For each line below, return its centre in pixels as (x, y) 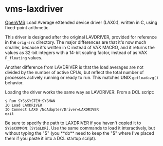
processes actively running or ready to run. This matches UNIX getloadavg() (82, 77)
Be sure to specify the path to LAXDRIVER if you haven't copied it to (73, 123)
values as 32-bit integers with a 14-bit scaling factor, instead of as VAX (76, 53)
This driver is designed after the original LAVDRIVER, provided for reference (81, 37)
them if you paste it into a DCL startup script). (51, 138)
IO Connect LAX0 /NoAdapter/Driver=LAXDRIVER (52, 109)
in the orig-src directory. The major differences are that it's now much (76, 42)
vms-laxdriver (34, 9)
